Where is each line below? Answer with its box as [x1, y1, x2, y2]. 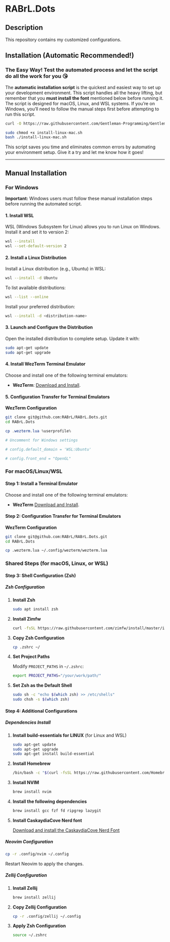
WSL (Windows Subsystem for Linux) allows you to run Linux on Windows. [5, 224, 161, 230]
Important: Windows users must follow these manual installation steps [5, 195, 153, 201]
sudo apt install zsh [12, 606, 58, 611]
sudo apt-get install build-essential [12, 751, 95, 757]
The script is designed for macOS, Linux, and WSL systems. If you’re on [5, 100, 155, 106]
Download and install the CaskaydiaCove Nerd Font [12, 827, 120, 833]
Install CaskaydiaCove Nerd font [12, 817, 82, 823]
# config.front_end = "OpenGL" [5, 456, 71, 461]
